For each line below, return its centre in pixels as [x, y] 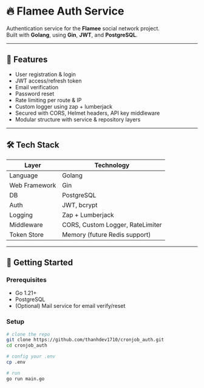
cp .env [16, 362]
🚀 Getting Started [40, 262]
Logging [21, 215]
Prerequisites [26, 279]
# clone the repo [28, 334]
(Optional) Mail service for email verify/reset [70, 306]
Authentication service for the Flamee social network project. [83, 28]
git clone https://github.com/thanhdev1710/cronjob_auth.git [85, 340]
